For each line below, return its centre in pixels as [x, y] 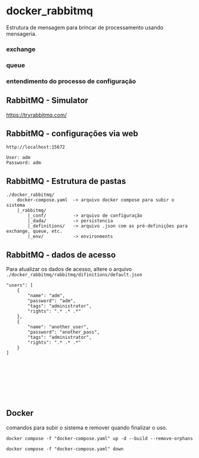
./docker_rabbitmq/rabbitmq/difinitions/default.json [74, 275]
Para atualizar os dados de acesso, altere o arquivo [69, 269]
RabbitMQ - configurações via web [72, 133]
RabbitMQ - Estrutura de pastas [66, 181]
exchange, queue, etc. [34, 231]
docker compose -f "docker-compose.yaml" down [65, 449]
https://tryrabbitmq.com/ [37, 115]
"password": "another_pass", [64, 332]
